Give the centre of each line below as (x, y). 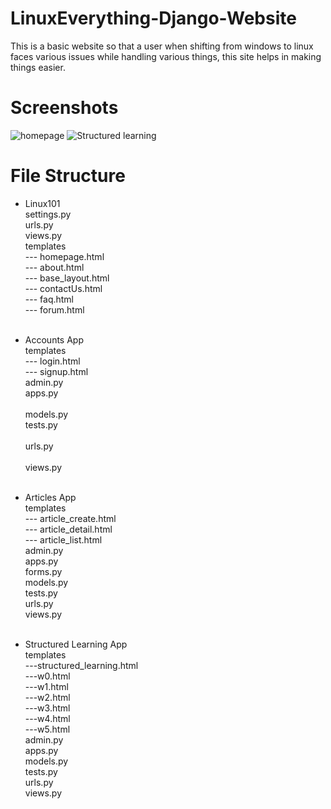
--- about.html (54, 267)
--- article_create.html (70, 518)
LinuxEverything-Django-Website (153, 18)
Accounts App (54, 339)
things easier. (38, 67)
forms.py (43, 571)
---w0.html (47, 676)
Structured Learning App (76, 644)
